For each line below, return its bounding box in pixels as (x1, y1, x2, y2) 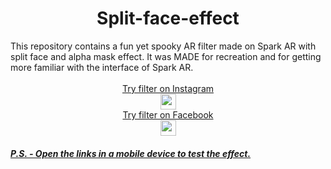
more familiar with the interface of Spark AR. (10, 61, 194, 73)
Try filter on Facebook (122, 108, 214, 121)
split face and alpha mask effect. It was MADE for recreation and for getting (10, 50, 322, 62)
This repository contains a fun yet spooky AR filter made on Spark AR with (10, 40, 317, 52)
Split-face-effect (96, 7, 240, 30)
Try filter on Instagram (121, 82, 215, 94)
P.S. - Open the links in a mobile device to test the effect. (10, 147, 252, 159)
